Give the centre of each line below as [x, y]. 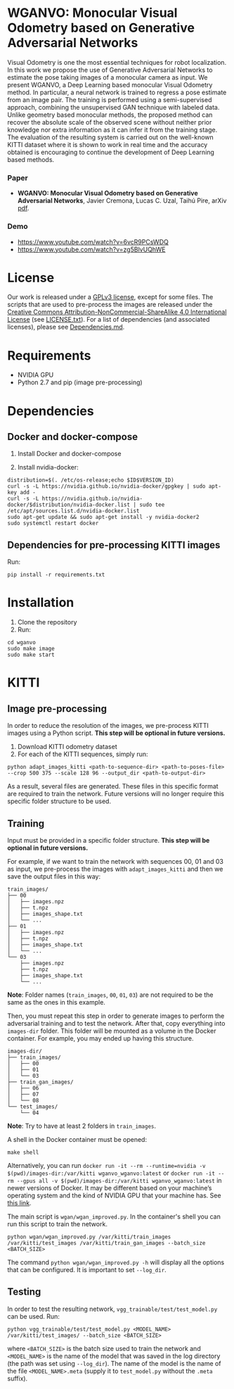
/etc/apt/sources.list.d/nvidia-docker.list [73, 511]
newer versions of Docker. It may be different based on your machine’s [110, 1188]
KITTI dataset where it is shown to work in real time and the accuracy [108, 144]
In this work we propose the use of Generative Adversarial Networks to [110, 70]
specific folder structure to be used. [59, 801]
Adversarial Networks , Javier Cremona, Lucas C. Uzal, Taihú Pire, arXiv [122, 201]
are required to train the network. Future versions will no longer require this [116, 794]
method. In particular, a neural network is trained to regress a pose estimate [117, 92]
